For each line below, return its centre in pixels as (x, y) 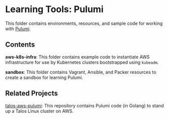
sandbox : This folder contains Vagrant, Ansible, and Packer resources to (81, 72)
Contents (20, 45)
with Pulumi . (18, 28)
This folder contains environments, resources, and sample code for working (84, 23)
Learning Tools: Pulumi (54, 9)
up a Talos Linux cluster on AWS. (40, 111)
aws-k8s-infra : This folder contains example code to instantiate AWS (77, 57)
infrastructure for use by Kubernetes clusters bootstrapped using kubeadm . (82, 62)
